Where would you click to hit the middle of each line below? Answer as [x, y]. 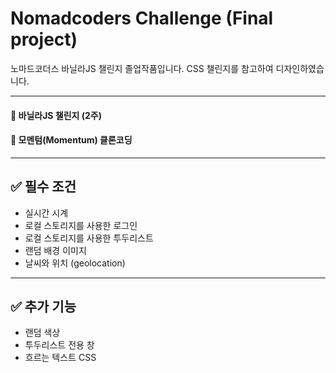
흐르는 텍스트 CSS [60, 358]
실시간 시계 [46, 213]
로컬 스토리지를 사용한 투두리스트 [89, 238]
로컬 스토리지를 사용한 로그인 [81, 225]
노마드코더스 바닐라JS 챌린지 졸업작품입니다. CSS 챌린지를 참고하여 [142, 68]
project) [44, 39]
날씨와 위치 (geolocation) [75, 263]
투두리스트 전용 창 [59, 345]
